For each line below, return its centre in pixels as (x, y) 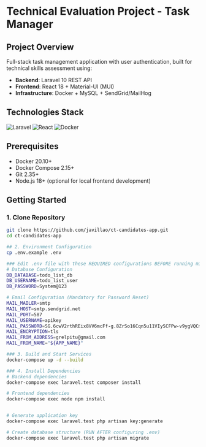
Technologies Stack (45, 113)
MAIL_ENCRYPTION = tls (33, 332)
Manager (30, 24)
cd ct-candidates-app (34, 236)
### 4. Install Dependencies (44, 371)
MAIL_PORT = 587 (25, 315)
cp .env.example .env (34, 253)
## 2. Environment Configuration (49, 247)
